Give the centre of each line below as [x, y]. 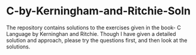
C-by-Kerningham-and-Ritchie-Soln [98, 11]
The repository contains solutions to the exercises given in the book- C [94, 27]
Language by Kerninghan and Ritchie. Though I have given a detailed [91, 33]
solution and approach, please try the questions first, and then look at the [97, 40]
